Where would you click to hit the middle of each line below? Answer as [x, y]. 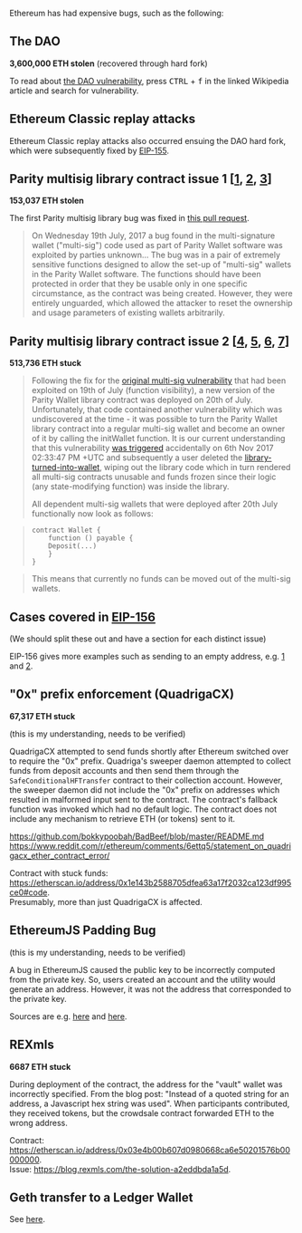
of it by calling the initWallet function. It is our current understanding [158, 438]
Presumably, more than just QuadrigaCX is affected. [106, 901]
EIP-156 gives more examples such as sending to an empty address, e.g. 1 [147, 657]
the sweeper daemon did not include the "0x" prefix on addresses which [145, 790]
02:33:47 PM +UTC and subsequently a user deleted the [137, 458]
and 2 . [21, 666]
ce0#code [28, 892]
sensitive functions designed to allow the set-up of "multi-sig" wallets [161, 265]
